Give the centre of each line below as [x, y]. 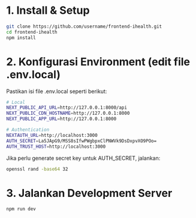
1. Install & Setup [48, 11]
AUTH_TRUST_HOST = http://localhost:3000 [56, 147]
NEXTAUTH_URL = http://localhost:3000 [52, 135]
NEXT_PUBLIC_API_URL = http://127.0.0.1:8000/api [67, 108]
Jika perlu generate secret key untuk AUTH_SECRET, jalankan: [83, 158]
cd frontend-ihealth [32, 32]
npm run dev [21, 209]
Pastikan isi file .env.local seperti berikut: [57, 91]
